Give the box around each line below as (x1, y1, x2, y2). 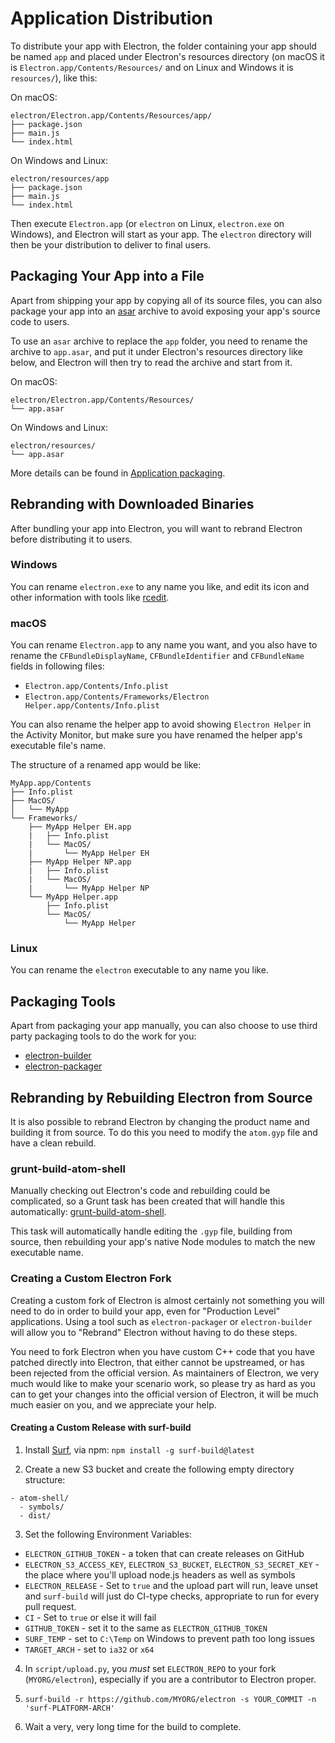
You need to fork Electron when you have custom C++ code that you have (10, 1345, 315, 1357)
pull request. (24, 1600, 77, 1612)
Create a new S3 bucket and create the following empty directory (24, 1463, 295, 1475)
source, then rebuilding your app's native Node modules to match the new (10, 1236, 316, 1248)
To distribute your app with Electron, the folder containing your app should (10, 40, 317, 52)
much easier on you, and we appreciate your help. (10, 1398, 217, 1411)
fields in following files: (10, 660, 105, 672)
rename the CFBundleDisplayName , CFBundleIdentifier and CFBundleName (10, 650, 305, 662)
